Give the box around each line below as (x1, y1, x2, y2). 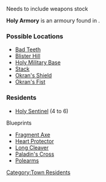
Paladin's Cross (15, 150, 55, 158)
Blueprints (6, 119, 32, 127)
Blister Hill (15, 52, 41, 60)
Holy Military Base (15, 59, 61, 66)
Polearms (15, 156, 39, 164)
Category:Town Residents (6, 169, 71, 176)
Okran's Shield (15, 72, 52, 79)
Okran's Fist (15, 79, 45, 86)
